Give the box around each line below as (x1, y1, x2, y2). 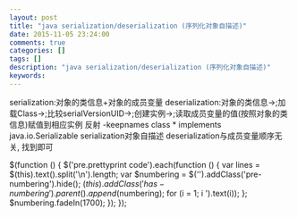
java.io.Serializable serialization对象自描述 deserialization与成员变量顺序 (9, 130, 275, 141)
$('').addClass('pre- (188, 169, 262, 179)
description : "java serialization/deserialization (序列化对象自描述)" (9, 63, 271, 72)
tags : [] (9, 54, 42, 63)
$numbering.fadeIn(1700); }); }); (9, 197, 127, 208)
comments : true (9, 38, 66, 47)
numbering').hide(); (9, 178, 81, 188)
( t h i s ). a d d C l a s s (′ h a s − (82, 178, 165, 188)
